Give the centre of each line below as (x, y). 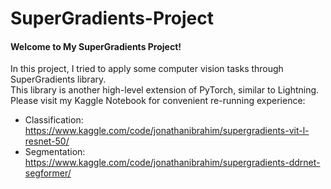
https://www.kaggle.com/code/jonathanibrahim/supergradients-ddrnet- (172, 163)
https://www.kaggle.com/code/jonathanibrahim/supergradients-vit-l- (167, 131)
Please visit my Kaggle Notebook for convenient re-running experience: (158, 101)
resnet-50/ (47, 141)
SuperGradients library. (58, 79)
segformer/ (48, 173)
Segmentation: (55, 152)
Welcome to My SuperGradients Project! (96, 46)
